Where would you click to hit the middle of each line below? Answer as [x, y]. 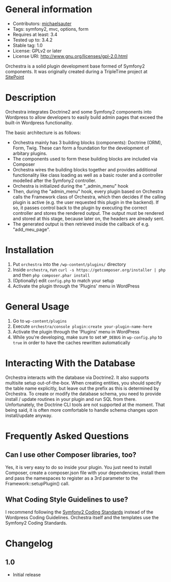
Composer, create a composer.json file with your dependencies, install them [85, 473]
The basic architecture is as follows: [43, 132]
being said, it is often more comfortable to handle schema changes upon [82, 410]
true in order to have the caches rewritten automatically [71, 342]
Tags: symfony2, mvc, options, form [51, 29]
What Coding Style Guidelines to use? [67, 500]
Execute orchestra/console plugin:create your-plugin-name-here [82, 326]
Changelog [29, 543]
